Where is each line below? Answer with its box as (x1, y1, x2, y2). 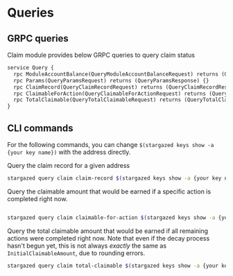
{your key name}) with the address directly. (7, 148, 131, 156)
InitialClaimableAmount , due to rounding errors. (7, 248, 146, 257)
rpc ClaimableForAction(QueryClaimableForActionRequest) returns (13, 90, 207, 97)
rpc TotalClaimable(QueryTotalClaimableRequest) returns (13, 96, 182, 103)
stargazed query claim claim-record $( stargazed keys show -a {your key (7, 175, 222, 182)
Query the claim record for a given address (7, 161, 130, 169)
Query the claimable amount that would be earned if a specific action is (7, 187, 212, 196)
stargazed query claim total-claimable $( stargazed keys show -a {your (7, 262, 218, 269)
